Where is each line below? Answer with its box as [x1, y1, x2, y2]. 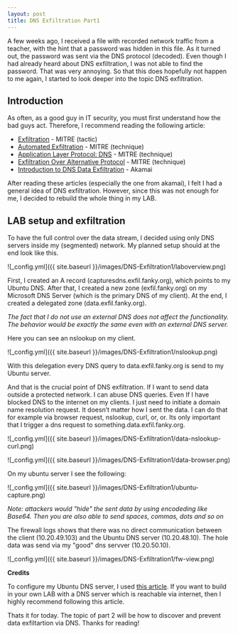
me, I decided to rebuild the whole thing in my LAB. [7, 194, 157, 203]
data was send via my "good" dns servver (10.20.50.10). [7, 541, 171, 549]
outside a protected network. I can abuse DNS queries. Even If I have [7, 390, 210, 399]
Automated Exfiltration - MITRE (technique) [17, 143, 144, 151]
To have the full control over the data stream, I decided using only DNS [7, 234, 215, 242]
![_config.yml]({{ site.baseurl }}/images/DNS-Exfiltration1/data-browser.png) [7, 456, 231, 464]
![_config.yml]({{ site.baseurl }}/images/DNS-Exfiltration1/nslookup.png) [7, 348, 218, 356]
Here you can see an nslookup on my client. [7, 334, 136, 343]
